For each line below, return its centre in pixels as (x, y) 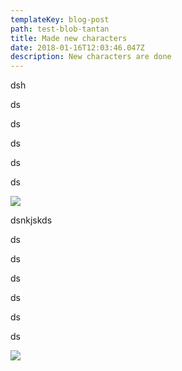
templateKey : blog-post (60, 19)
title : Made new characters (69, 38)
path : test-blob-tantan (60, 29)
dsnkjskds (31, 220)
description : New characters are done (91, 57)
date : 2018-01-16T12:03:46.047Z (77, 47)
